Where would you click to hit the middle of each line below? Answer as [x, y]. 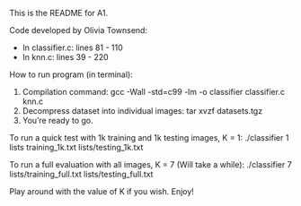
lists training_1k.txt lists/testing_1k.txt [76, 147]
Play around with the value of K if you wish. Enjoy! [102, 191]
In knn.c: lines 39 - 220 [66, 57]
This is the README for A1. [59, 13]
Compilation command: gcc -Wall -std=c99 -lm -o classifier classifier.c [154, 92]
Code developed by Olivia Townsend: [79, 30]
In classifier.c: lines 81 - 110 [72, 47]
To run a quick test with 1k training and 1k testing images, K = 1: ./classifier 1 [149, 137]
